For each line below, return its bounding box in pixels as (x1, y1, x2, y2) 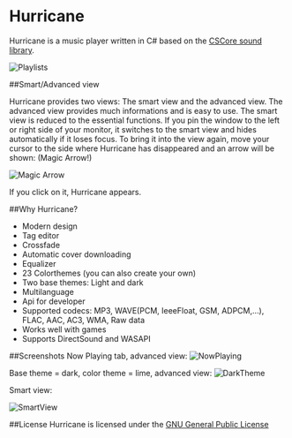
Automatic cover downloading (21, 249, 131, 260)
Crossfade (21, 239, 60, 250)
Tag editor (21, 230, 60, 240)
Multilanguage (21, 286, 75, 297)
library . (9, 44, 35, 55)
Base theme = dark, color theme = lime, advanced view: (9, 367, 213, 378)
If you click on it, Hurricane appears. (9, 186, 142, 197)
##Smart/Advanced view (9, 79, 100, 89)
